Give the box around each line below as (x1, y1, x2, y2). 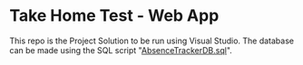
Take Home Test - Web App (9, 5, 220, 26)
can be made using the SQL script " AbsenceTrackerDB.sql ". (9, 44, 233, 55)
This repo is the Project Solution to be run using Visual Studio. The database (9, 35, 295, 46)
